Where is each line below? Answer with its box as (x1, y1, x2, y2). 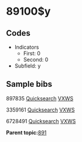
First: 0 (23, 50, 41, 57)
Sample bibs (6, 79, 53, 89)
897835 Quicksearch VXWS (6, 94, 74, 102)
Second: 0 (23, 56, 49, 63)
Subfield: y (14, 62, 41, 69)
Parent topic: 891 (6, 129, 47, 136)
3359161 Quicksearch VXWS (6, 106, 75, 113)
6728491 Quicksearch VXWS (6, 117, 76, 124)
